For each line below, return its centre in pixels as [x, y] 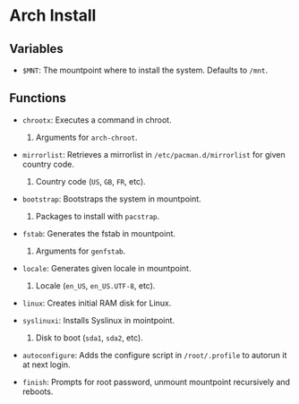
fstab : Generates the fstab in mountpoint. [99, 233]
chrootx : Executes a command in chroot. [97, 120]
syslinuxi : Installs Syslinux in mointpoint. [98, 320]
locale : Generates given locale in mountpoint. [107, 268]
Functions [38, 98]
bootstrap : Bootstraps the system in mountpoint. [111, 199]
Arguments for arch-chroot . [86, 137]
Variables [37, 49]
